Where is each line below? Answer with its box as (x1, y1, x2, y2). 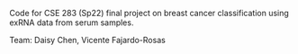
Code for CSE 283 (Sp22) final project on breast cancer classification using (9, 8, 290, 18)
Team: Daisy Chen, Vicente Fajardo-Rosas (9, 35, 167, 45)
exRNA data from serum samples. (9, 17, 134, 28)
